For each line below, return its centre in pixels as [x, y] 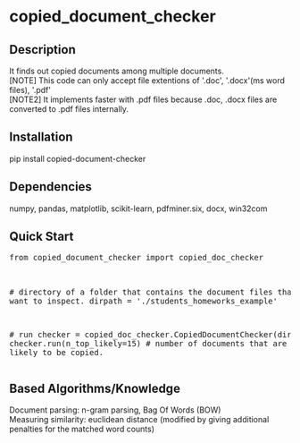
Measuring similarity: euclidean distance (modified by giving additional [139, 420]
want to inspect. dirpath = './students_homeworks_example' [144, 301]
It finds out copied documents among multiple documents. [117, 71]
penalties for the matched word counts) [82, 429]
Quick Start [42, 237]
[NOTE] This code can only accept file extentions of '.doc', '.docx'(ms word [147, 81]
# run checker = [45, 335]
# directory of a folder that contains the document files [142, 292]
